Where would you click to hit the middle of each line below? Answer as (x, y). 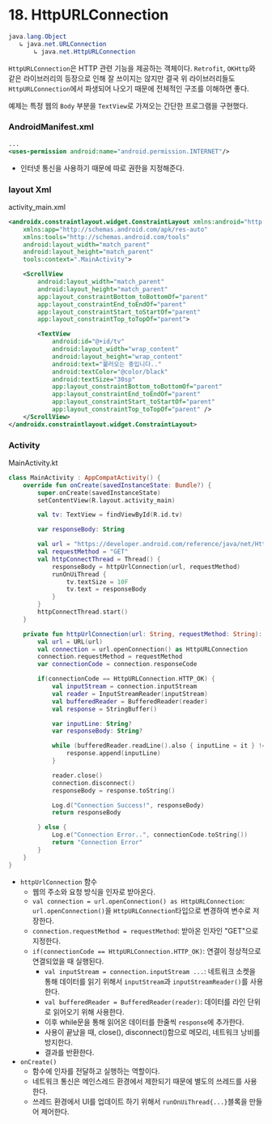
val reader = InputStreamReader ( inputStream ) (130, 694)
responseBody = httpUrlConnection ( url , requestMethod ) (146, 566)
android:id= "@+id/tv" (88, 342)
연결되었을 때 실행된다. (68, 961)
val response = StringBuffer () (104, 709)
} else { (52, 827)
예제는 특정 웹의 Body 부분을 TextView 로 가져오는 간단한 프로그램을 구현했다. (128, 105)
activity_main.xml (37, 207)
